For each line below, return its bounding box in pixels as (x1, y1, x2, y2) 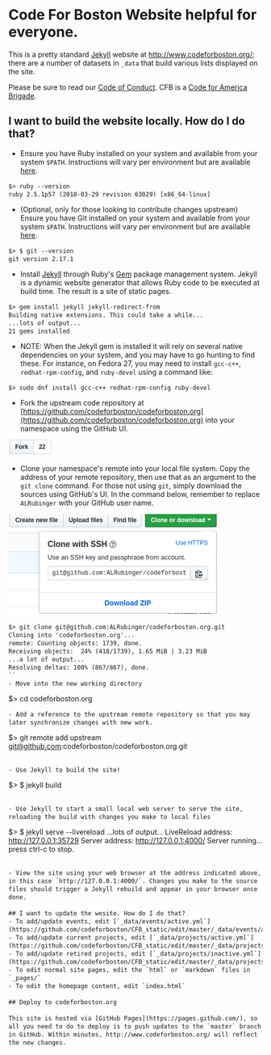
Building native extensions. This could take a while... (8, 311, 204, 319)
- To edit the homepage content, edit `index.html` (8, 981, 186, 990)
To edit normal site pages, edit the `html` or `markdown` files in (15, 965, 251, 974)
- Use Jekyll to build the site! (8, 766, 121, 774)
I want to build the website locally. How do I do (8, 115, 246, 128)
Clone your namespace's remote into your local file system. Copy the (19, 463, 250, 473)
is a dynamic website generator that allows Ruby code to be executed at (19, 277, 261, 288)
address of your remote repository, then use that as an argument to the (19, 472, 256, 481)
